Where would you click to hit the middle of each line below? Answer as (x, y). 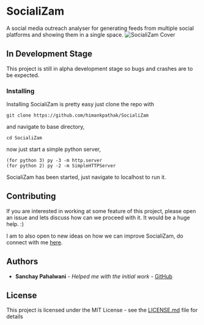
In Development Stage (49, 54)
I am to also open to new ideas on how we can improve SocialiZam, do (95, 236)
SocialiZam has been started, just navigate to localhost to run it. (86, 177)
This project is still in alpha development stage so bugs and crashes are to (100, 68)
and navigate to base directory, (46, 127)
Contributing (31, 196)
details (15, 316)
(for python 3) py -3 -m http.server (54, 161)
